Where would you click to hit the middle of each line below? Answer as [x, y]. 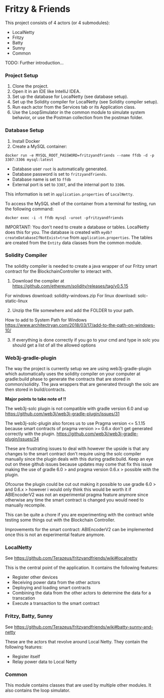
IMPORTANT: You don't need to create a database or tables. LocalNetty [77, 227]
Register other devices [35, 577]
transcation [23, 598]
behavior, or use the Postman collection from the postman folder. [78, 118]
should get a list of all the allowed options [54, 345]
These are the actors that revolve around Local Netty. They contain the [76, 641]
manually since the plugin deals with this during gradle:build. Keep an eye [79, 459]
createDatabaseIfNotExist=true [37, 238]
